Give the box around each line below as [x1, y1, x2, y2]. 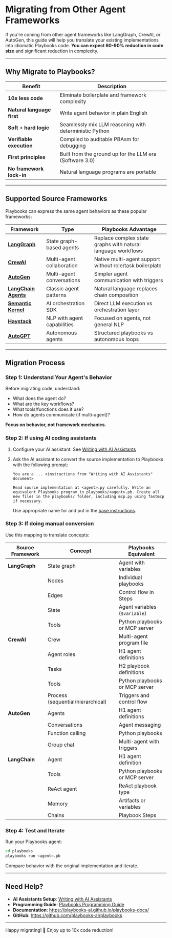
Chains [48, 811, 65, 819]
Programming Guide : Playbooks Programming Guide [12, 901, 124, 907]
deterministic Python [59, 127, 110, 134]
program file [118, 639, 148, 646]
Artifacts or [118, 796, 146, 804]
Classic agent [46, 285, 79, 292]
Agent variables [118, 603, 157, 610]
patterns [46, 291, 67, 298]
